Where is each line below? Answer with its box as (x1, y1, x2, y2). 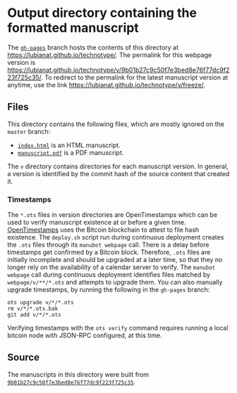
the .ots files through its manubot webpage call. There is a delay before (7, 241, 209, 249)
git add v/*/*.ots (7, 311, 61, 318)
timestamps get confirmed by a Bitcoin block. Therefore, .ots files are (7, 248, 211, 256)
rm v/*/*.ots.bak (7, 305, 59, 313)
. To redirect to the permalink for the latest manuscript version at (41, 73, 229, 82)
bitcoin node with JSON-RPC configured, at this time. (7, 331, 162, 339)
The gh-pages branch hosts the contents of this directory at (7, 43, 178, 51)
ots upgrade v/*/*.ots (7, 299, 74, 306)
